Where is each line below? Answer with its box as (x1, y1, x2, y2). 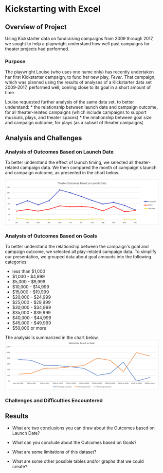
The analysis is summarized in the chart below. (5, 335, 99, 340)
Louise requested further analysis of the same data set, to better (5, 99, 134, 105)
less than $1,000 (12, 269, 45, 274)
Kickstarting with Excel (5, 3, 101, 15)
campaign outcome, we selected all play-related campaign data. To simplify (5, 249, 157, 254)
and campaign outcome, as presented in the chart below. (5, 169, 119, 175)
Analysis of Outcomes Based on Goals (5, 232, 97, 239)
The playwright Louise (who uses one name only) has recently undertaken (5, 69, 154, 75)
